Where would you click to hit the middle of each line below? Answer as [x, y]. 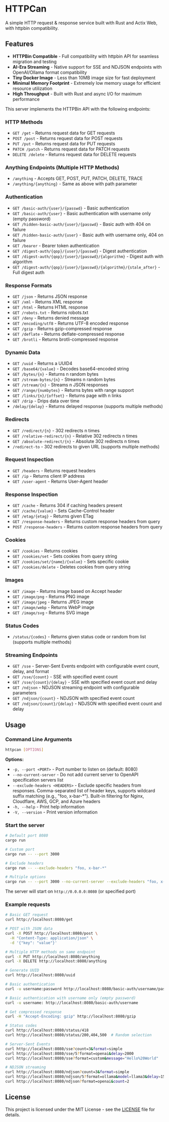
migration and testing [34, 62]
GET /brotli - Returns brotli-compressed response [65, 339]
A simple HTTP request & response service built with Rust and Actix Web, [81, 23]
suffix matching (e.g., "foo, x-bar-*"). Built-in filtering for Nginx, [78, 796]
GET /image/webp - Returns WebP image [53, 607]
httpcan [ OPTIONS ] [24, 750]
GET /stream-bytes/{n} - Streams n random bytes [64, 380]
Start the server [25, 825]
